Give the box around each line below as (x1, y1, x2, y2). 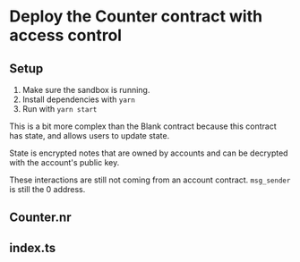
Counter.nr (9, 210, 72, 225)
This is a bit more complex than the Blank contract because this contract (9, 121, 277, 131)
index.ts (9, 240, 56, 256)
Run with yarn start (21, 104, 98, 114)
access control (9, 25, 123, 46)
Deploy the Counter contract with (9, 6, 262, 27)
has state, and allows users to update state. (9, 131, 170, 140)
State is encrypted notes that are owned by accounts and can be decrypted (9, 148, 288, 158)
